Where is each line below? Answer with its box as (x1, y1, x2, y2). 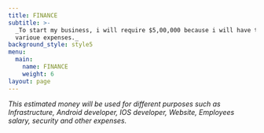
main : (15, 56, 34, 64)
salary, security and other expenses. (8, 116, 127, 125)
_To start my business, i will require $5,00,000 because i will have (15, 26, 251, 34)
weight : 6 (22, 70, 55, 78)
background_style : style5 (8, 41, 93, 49)
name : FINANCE (22, 63, 68, 71)
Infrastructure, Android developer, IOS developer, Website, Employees (8, 107, 235, 116)
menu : (8, 48, 26, 56)
